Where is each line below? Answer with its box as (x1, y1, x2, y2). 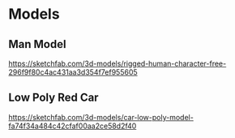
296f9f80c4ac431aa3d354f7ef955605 (8, 67, 138, 77)
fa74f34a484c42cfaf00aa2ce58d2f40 (8, 121, 137, 131)
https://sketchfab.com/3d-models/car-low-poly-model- (8, 112, 194, 122)
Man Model (8, 37, 66, 51)
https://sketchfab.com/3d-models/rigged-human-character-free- (8, 58, 227, 68)
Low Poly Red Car (8, 91, 99, 105)
